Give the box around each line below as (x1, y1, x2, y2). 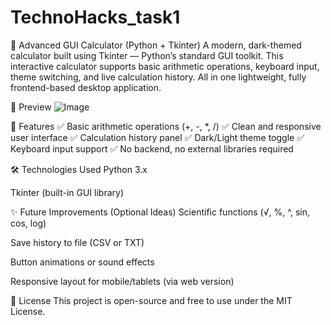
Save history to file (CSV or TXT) (10, 236, 145, 248)
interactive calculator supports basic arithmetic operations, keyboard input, (10, 60, 320, 72)
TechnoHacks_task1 (10, 6, 181, 29)
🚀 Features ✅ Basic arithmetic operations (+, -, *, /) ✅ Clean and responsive (10, 120, 322, 132)
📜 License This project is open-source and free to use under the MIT (10, 294, 293, 306)
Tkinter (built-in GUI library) (10, 186, 124, 198)
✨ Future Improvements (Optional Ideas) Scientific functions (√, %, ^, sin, (10, 206, 310, 218)
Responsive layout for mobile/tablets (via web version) (10, 275, 235, 287)
